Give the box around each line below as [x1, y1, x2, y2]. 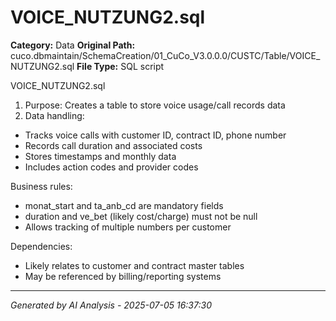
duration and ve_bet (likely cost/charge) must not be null [24, 210, 258, 222]
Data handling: [24, 109, 85, 121]
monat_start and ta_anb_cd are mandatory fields [24, 199, 224, 211]
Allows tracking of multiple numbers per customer [24, 221, 232, 233]
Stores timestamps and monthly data [24, 150, 177, 162]
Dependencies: [10, 240, 73, 252]
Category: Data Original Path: [10, 39, 136, 51]
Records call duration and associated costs [24, 139, 203, 151]
